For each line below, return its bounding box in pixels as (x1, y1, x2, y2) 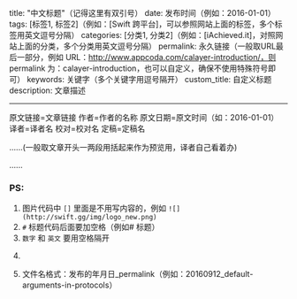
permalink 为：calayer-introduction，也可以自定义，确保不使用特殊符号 (9, 63, 269, 73)
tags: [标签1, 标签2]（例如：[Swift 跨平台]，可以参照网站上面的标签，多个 (9, 19, 276, 29)
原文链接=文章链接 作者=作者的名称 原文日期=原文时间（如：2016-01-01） (9, 112, 279, 122)
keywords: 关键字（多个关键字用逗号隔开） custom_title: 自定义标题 (26, 74, 272, 84)
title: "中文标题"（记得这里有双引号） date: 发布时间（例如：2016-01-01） (9, 8, 276, 18)
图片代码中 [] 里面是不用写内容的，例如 (21, 203, 166, 214)
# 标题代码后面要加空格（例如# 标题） (21, 222, 160, 233)
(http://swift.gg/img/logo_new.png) (21, 213, 157, 222)
